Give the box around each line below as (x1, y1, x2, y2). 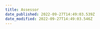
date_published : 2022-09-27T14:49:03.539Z (5, 12, 95, 17)
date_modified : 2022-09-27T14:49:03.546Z (5, 16, 93, 21)
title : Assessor (5, 7, 39, 12)
